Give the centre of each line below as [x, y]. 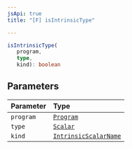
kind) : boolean [38, 65]
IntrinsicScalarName [87, 136]
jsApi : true [24, 14]
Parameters [33, 87]
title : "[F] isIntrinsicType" [51, 20]
